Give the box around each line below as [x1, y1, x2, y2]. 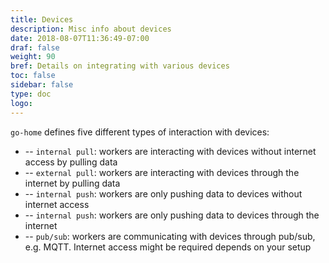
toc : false [10, 71, 56, 81]
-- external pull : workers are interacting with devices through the [24, 166, 300, 178]
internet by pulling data [24, 177, 121, 189]
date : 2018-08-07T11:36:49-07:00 [10, 33, 150, 43]
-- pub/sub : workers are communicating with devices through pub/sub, [24, 230, 316, 242]
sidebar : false [10, 80, 74, 90]
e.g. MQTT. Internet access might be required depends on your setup [24, 241, 312, 253]
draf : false [10, 42, 60, 53]
